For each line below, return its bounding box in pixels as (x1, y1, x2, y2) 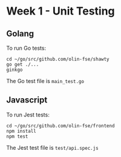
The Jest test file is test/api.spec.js (6, 144, 99, 151)
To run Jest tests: (6, 111, 50, 118)
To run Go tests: (6, 44, 47, 52)
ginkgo (6, 67, 23, 73)
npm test (6, 133, 28, 139)
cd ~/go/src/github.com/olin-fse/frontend (6, 122, 115, 129)
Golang (6, 28, 34, 39)
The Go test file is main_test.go (6, 78, 85, 84)
